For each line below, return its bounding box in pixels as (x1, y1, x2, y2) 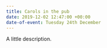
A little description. (6, 36, 52, 43)
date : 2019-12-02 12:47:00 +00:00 (6, 14, 91, 20)
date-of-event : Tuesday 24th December (6, 19, 101, 25)
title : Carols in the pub (6, 8, 69, 15)
